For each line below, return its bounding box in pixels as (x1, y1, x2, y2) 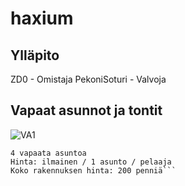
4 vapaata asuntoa (10, 148, 87, 158)
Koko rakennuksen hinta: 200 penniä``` (10, 165, 177, 176)
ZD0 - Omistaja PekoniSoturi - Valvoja (10, 73, 167, 85)
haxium (10, 7, 74, 30)
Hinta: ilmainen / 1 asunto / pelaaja (10, 157, 172, 167)
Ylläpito (10, 47, 60, 64)
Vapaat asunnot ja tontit (10, 102, 163, 119)
